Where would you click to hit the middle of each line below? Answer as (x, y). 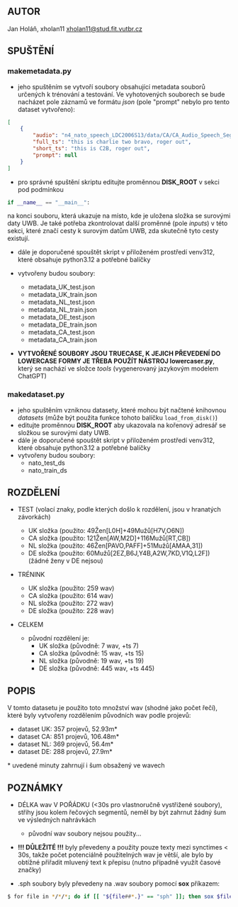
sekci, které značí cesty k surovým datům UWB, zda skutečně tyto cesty (113, 231)
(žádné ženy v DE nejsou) (66, 561)
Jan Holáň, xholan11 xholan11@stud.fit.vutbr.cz (75, 28)
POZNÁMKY (35, 788)
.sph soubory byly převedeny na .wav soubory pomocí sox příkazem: (119, 884)
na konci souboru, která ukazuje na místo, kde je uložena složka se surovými (119, 216)
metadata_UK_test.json (62, 287)
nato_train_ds (47, 470)
